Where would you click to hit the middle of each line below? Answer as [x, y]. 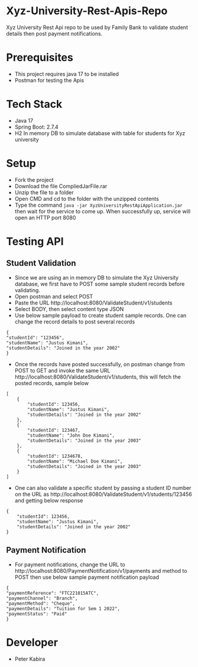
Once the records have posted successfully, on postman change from [100, 364]
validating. [27, 290]
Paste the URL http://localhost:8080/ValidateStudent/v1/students [93, 303]
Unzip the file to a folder [44, 192]
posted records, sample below [52, 383]
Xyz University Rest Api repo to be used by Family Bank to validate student [97, 27]
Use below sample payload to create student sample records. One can [100, 315]
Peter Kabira [30, 659]
